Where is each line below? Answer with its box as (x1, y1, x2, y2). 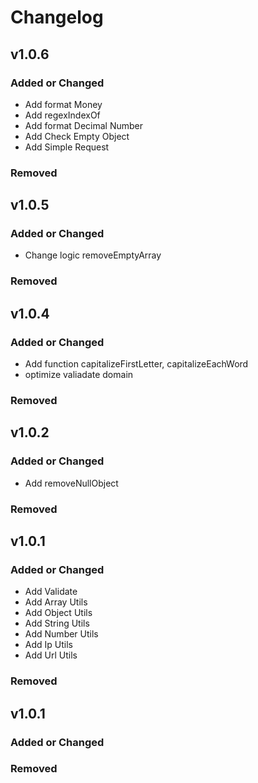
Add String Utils (24, 617, 90, 630)
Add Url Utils (24, 649, 78, 661)
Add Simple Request (24, 141, 110, 153)
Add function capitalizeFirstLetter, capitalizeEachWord (24, 358, 249, 370)
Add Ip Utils (24, 639, 73, 651)
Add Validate (24, 586, 78, 598)
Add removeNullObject (24, 477, 119, 489)
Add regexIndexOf (24, 109, 101, 121)
